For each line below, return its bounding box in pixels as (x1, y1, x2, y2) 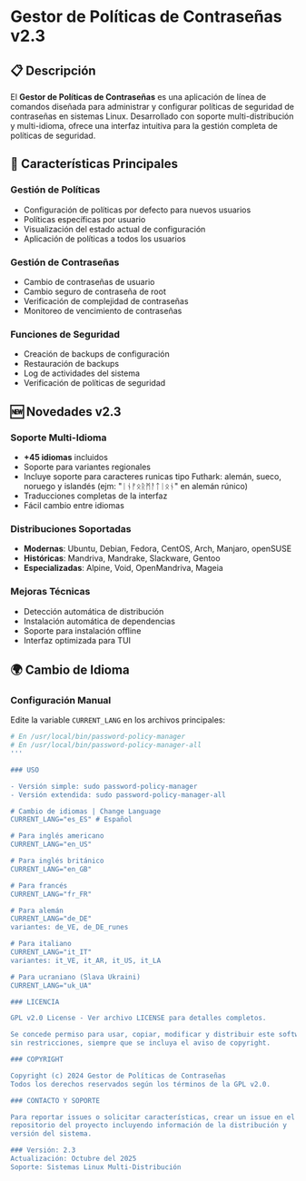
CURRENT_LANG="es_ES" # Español (10, 815, 133, 824)
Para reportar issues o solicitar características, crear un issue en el (10, 1112, 296, 1122)
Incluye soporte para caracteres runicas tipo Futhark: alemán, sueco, (23, 470, 282, 482)
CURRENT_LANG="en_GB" (10, 864, 93, 873)
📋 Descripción (10, 63, 96, 78)
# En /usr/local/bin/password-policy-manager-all (10, 741, 202, 750)
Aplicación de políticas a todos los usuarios (23, 233, 186, 244)
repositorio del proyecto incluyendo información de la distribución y (10, 1121, 287, 1130)
